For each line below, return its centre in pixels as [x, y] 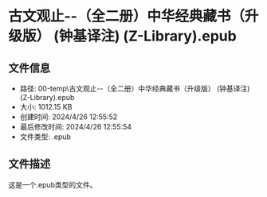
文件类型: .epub [45, 137]
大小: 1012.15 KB [46, 107]
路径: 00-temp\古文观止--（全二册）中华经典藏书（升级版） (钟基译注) [135, 89]
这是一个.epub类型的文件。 [53, 184]
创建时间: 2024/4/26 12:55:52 [69, 117]
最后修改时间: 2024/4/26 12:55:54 [76, 127]
